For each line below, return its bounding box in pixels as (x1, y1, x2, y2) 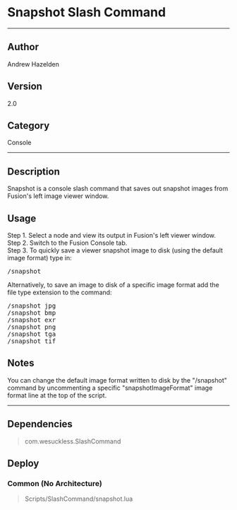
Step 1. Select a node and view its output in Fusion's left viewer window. (7, 231, 217, 239)
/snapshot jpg (7, 302, 56, 310)
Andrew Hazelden (7, 59, 60, 68)
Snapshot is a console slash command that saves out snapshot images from (7, 185, 229, 193)
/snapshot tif (7, 337, 56, 345)
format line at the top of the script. (7, 390, 107, 400)
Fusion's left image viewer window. (7, 192, 109, 200)
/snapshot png (7, 323, 56, 331)
